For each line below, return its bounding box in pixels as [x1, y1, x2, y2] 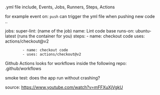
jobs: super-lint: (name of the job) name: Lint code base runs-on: [5, 28, 135, 33]
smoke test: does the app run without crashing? [5, 75, 100, 80]
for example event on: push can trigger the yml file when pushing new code [5, 14, 155, 19]
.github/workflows [5, 65, 42, 71]
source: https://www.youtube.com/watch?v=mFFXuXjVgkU [5, 84, 123, 90]
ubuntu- [135, 28, 152, 33]
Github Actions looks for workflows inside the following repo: [5, 61, 127, 66]
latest [5, 33, 16, 39]
